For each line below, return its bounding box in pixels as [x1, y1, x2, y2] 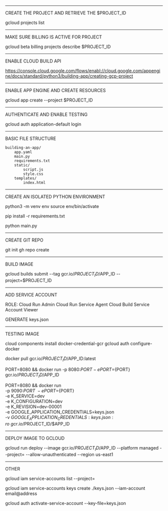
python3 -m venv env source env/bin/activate [5, 203, 99, 209]
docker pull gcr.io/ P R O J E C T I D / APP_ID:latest [5, 355, 96, 362]
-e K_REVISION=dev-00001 [5, 403, 62, 410]
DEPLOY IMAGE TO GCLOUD [5, 435, 65, 441]
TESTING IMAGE [5, 330, 39, 336]
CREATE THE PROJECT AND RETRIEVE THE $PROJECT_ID [5, 10, 126, 15]
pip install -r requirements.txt [5, 213, 65, 219]
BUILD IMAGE [5, 261, 33, 267]
